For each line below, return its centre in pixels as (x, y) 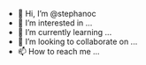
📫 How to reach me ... (58, 51)
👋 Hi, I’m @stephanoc (57, 14)
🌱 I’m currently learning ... (65, 32)
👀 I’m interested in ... (55, 23)
